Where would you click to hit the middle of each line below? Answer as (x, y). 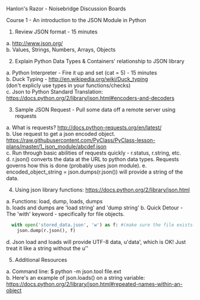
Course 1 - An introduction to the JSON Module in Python (76, 20)
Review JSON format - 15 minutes (56, 32)
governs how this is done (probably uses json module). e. (76, 166)
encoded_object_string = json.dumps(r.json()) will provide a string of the (95, 172)
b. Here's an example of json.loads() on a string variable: (76, 277)
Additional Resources (41, 259)
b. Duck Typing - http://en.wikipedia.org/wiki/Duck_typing (77, 79)
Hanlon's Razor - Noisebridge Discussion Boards (66, 9)
